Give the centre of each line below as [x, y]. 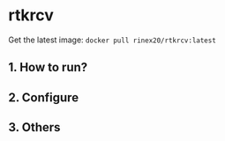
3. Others [34, 127]
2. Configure [44, 97]
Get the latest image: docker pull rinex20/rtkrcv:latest [112, 40]
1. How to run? [48, 67]
